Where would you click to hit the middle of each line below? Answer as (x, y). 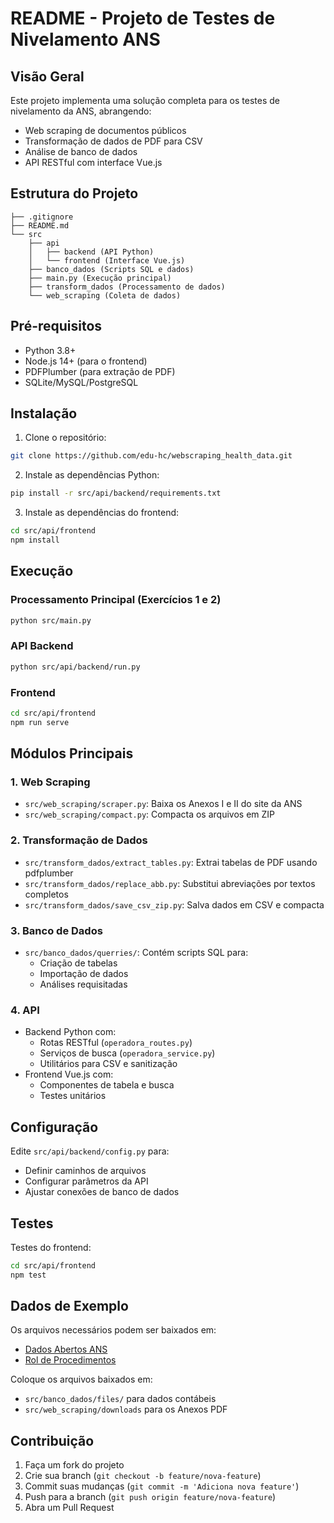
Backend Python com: (70, 1032)
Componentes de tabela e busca (107, 1085)
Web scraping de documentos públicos (105, 130)
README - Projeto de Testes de (143, 18)
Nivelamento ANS (85, 39)
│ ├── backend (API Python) (91, 252)
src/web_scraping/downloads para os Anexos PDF (126, 1409)
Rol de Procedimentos (70, 1360)
